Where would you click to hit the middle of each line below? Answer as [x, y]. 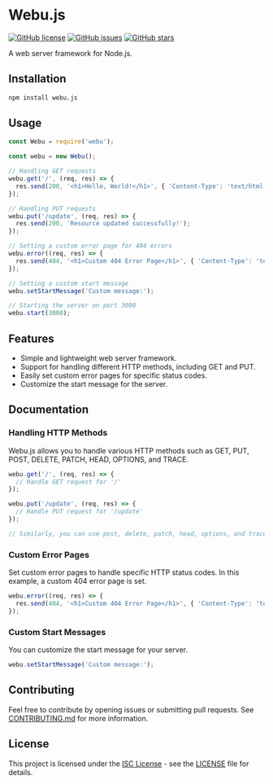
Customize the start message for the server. [94, 384]
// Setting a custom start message [69, 283]
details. [21, 772]
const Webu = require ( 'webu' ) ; [61, 142]
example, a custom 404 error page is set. [78, 581]
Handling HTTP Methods [58, 433]
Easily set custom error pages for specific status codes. [113, 375]
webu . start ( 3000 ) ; [39, 313]
